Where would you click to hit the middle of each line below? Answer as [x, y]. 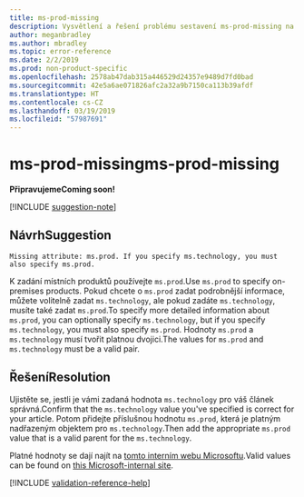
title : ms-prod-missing [54, 18]
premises [27, 291]
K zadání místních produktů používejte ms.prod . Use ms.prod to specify [140, 281]
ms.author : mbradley [49, 43]
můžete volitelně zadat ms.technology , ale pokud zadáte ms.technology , [142, 300]
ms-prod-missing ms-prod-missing [144, 164]
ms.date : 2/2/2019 [44, 60]
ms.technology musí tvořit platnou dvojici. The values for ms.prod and [137, 339]
